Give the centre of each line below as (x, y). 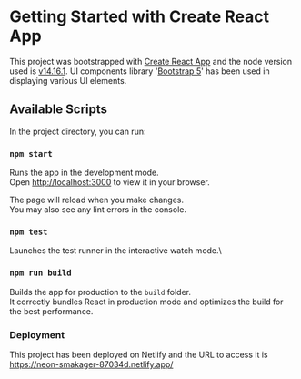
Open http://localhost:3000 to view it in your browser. (110, 182)
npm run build (40, 273)
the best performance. (51, 311)
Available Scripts (58, 110)
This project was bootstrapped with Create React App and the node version (151, 61)
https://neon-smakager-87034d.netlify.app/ (91, 364)
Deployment (37, 334)
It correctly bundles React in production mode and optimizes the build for (146, 302)
